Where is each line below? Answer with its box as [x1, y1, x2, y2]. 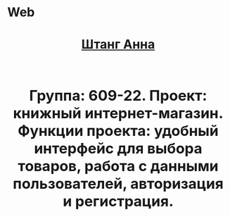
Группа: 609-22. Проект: [29, 86, 207, 104]
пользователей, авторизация [13, 174, 224, 192]
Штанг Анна [81, 37, 155, 53]
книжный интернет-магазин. [13, 104, 224, 122]
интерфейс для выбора [34, 139, 203, 157]
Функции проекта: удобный [17, 121, 219, 139]
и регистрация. [63, 192, 174, 210]
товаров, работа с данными [17, 156, 219, 175]
